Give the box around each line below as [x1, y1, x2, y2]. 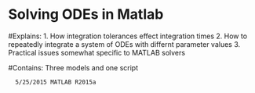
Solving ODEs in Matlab [8, 5, 164, 23]
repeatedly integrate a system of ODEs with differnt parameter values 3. [8, 39, 241, 48]
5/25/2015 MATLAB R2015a [15, 78, 97, 86]
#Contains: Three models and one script [8, 63, 139, 72]
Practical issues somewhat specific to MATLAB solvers [8, 48, 186, 57]
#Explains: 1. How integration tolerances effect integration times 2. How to [8, 31, 248, 41]
